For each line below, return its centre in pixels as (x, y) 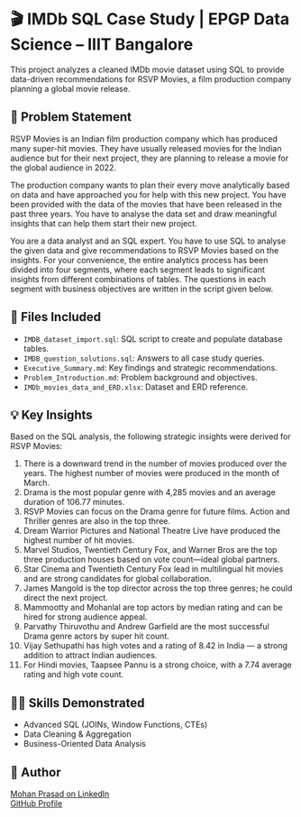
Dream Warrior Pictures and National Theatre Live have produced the (152, 531)
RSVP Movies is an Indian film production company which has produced (144, 139)
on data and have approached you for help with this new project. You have (148, 194)
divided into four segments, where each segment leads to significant (137, 270)
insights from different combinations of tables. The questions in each (138, 279)
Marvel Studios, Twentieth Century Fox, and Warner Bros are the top (150, 550)
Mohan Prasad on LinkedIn (60, 794)
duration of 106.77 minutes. (74, 502)
